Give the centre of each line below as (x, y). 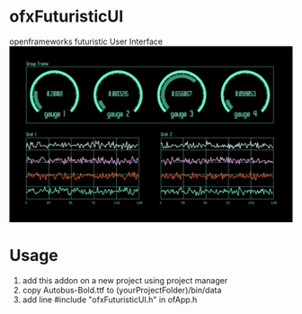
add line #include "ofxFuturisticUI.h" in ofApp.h (110, 300)
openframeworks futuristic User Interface (86, 41)
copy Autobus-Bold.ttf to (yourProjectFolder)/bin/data (122, 290)
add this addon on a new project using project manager (125, 280)
